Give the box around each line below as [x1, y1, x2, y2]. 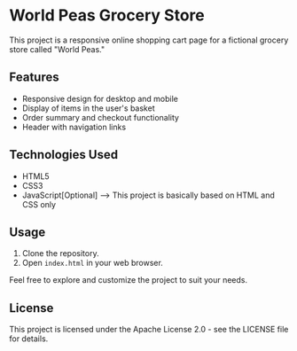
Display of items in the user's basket [21, 103, 155, 113]
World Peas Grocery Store [9, 5, 206, 26]
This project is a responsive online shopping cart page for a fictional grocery [9, 35, 289, 45]
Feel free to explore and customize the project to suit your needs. [9, 275, 248, 285]
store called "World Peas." [9, 43, 106, 54]
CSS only [21, 199, 56, 209]
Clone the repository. [21, 248, 99, 259]
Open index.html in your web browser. [21, 258, 164, 269]
